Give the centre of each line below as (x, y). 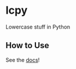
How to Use (28, 46)
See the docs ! (23, 59)
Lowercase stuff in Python (38, 27)
